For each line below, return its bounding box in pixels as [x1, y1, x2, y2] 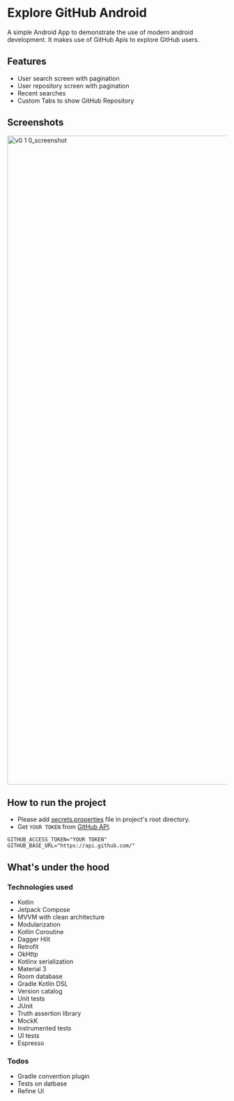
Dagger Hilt [17, 935, 51, 943]
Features [7, 56, 47, 68]
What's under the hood [7, 861, 110, 873]
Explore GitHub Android [7, 5, 148, 21]
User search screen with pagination [17, 74, 120, 82]
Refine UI [17, 1087, 44, 1095]
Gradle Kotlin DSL [17, 980, 68, 988]
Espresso [17, 1039, 45, 1047]
